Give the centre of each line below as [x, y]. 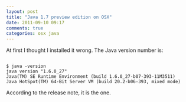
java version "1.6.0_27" [37, 71]
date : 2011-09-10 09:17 [35, 22]
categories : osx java [33, 34]
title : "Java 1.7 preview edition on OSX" [59, 17]
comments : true [25, 28]
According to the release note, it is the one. [58, 93]
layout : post [22, 11]
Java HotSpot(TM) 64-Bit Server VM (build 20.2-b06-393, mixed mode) [94, 82]
